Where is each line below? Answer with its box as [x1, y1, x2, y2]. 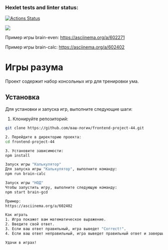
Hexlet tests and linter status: [5, 4, 78, 11]
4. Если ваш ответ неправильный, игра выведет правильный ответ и [5, 231, 146, 236]
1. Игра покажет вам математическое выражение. [5, 217, 106, 222]
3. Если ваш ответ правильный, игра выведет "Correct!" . [5, 226, 126, 231]
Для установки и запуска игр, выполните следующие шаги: [5, 106, 132, 112]
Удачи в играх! [5, 240, 37, 245]
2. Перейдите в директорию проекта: [5, 134, 81, 139]
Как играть [5, 212, 28, 217]
